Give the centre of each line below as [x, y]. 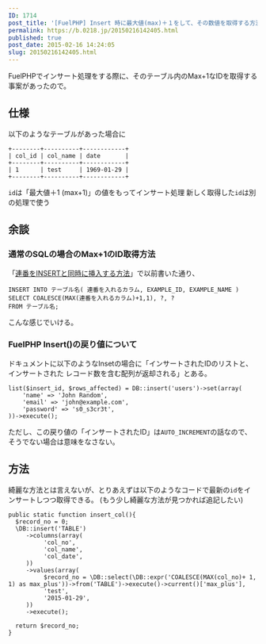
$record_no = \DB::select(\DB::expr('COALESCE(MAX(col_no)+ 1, [150, 577]
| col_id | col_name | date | [68, 155]
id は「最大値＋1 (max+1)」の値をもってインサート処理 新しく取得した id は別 [132, 192]
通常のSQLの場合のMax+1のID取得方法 [82, 255]
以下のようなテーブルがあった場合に [67, 134]
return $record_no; [47, 626]
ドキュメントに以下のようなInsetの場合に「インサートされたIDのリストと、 [131, 363]
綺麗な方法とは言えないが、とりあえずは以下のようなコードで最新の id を [126, 489]
